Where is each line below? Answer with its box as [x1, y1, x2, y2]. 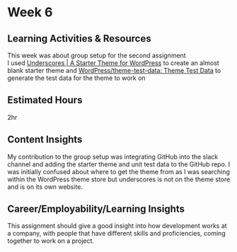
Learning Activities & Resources [7, 33, 151, 45]
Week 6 [7, 4, 53, 21]
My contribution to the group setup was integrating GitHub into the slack [7, 152, 219, 161]
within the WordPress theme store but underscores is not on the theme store [7, 175, 231, 183]
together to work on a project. [7, 236, 94, 245]
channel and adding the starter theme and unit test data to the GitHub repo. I [7, 160, 231, 168]
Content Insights [7, 134, 83, 146]
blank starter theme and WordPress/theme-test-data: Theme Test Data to [7, 67, 221, 74]
